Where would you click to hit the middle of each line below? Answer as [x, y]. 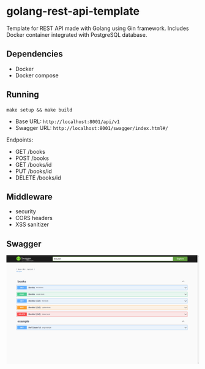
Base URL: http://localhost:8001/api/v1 [68, 121]
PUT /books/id [33, 171]
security [26, 211]
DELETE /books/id [38, 177]
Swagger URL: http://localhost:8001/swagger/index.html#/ [91, 127]
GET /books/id [33, 164]
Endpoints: [20, 140]
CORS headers [34, 218]
